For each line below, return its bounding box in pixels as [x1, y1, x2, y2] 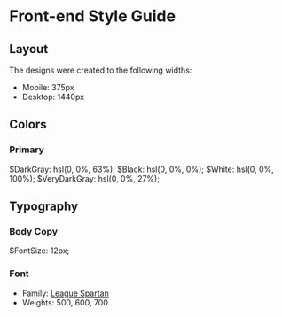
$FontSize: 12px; [9, 245, 70, 256]
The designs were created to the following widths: [9, 65, 192, 75]
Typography [9, 199, 78, 214]
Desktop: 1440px [21, 91, 85, 102]
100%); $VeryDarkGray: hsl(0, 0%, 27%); [9, 173, 160, 183]
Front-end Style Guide [9, 6, 176, 27]
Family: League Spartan [21, 288, 109, 298]
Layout [9, 42, 49, 57]
